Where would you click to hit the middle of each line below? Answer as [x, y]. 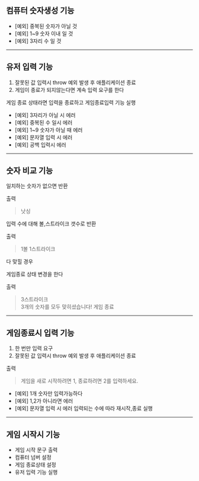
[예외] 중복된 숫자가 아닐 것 [46, 26]
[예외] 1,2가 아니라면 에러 [44, 401]
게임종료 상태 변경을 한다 [35, 274]
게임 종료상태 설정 [35, 465]
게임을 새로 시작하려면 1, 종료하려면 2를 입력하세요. [79, 381]
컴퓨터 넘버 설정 [33, 457]
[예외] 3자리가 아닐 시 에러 [45, 115]
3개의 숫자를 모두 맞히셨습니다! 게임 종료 [67, 307]
